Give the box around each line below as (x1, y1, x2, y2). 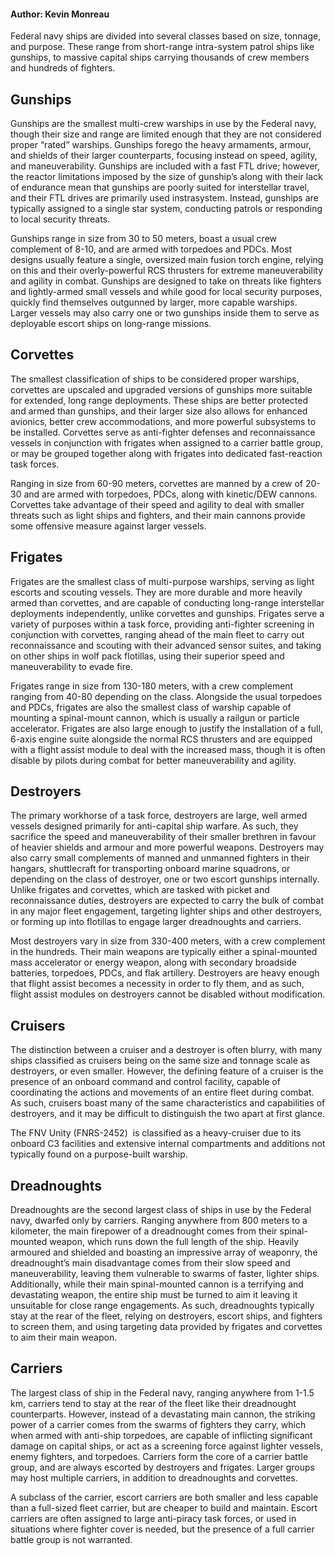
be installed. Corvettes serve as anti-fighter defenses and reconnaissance (10, 426, 316, 438)
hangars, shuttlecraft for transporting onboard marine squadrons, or (10, 863, 291, 875)
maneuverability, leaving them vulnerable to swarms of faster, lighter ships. (10, 1268, 320, 1280)
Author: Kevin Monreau (10, 8, 110, 20)
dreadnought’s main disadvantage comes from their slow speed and (10, 1257, 291, 1269)
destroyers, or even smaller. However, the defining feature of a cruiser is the (10, 1065, 324, 1077)
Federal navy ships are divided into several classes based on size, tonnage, (10, 30, 322, 42)
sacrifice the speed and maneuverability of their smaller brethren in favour (10, 831, 317, 843)
